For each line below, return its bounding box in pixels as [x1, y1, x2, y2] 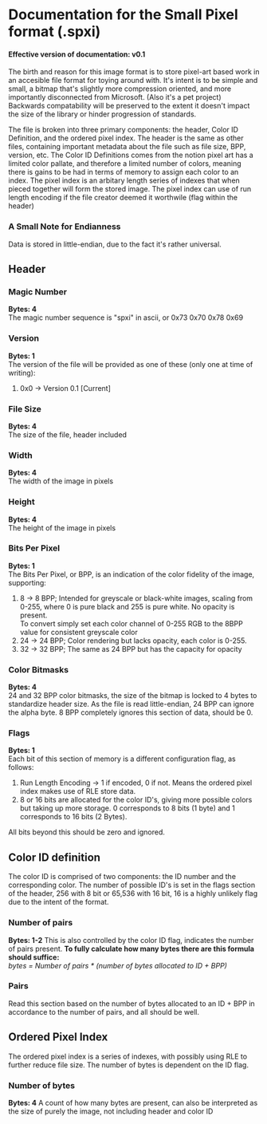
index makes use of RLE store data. [19, 787, 136, 796]
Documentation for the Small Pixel [8, 6, 239, 24]
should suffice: [8, 952, 60, 962]
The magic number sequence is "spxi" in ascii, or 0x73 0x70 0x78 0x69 [8, 313, 244, 322]
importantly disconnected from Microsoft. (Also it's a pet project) [8, 93, 222, 102]
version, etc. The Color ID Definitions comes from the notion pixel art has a [8, 150, 253, 160]
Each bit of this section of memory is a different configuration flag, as [8, 754, 237, 763]
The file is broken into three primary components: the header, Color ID [8, 125, 239, 135]
